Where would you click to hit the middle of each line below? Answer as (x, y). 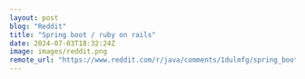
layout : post (34, 18)
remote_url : (32, 60)
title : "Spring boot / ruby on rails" (83, 35)
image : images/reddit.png (58, 52)
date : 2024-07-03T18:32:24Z (63, 43)
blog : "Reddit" (38, 26)
